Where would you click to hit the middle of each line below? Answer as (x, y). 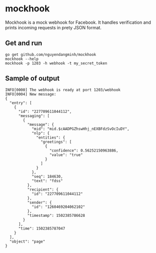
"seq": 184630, (47, 176)
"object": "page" (27, 241)
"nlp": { (41, 133)
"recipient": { (43, 189)
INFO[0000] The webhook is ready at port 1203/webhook (63, 90)
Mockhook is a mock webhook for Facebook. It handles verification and (78, 22)
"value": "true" (66, 155)
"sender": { (39, 202)
